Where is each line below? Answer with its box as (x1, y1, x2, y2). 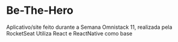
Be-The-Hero (6, 4, 74, 17)
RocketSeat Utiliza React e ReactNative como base (6, 29, 133, 37)
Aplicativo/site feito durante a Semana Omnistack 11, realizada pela (6, 23, 173, 31)
